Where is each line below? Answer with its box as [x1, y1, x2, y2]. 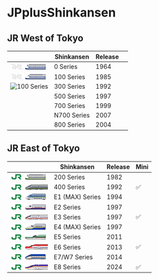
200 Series [53, 173, 86, 181]
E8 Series [53, 263, 81, 271]
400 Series [53, 183, 86, 191]
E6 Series [53, 243, 81, 251]
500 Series [53, 91, 86, 100]
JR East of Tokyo [7, 142, 80, 154]
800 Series [53, 120, 86, 129]
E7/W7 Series [53, 252, 93, 261]
